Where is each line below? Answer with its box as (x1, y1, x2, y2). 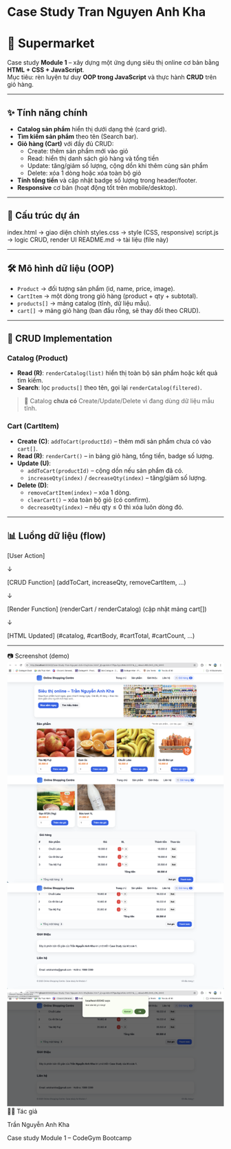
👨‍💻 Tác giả (7, 1107, 38, 1115)
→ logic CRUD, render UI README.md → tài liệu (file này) (7, 235, 169, 244)
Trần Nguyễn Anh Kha (7, 1121, 70, 1129)
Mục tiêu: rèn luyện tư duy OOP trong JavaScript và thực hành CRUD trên (7, 73, 217, 81)
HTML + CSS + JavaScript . (7, 66, 85, 74)
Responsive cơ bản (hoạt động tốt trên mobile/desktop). (16, 183, 177, 191)
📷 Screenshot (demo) (7, 652, 70, 661)
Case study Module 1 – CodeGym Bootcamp (7, 1134, 132, 1142)
